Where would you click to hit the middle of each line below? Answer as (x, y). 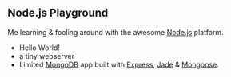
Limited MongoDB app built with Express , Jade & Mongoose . (119, 64)
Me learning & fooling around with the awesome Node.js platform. (116, 32)
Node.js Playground (58, 13)
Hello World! (40, 48)
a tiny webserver (47, 56)
